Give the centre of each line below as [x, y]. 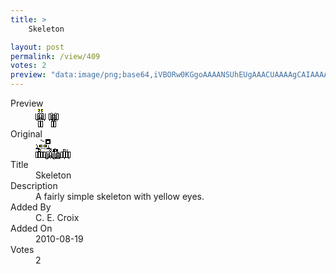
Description [34, 185]
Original [26, 134]
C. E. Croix [57, 217]
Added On [31, 228]
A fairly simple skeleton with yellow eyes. [120, 196]
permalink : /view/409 [55, 56]
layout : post [37, 47]
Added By [31, 207]
